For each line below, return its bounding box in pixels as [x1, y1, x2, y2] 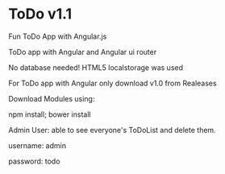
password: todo [8, 156, 60, 166]
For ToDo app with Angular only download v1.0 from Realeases [8, 78, 217, 88]
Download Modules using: [8, 93, 95, 103]
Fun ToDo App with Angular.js [8, 31, 107, 41]
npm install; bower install [8, 110, 91, 119]
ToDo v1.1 [8, 5, 73, 23]
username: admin [8, 140, 67, 150]
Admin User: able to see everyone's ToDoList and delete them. [8, 125, 216, 135]
